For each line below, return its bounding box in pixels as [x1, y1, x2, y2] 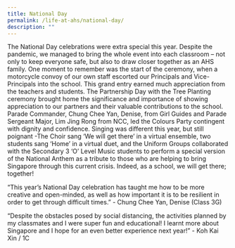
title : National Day [7, 10, 68, 18]
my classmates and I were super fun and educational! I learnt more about [7, 219, 220, 228]
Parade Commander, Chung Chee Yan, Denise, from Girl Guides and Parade [7, 110, 227, 118]
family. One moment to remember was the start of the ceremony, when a [7, 65, 218, 74]
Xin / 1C [7, 234, 30, 242]
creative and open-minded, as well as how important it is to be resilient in [7, 190, 220, 199]
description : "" [7, 23, 55, 30]
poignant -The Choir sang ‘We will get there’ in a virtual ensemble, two [7, 132, 211, 141]
